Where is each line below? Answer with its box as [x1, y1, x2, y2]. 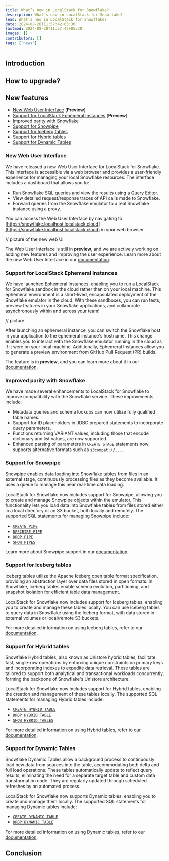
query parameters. [12, 425, 51, 431]
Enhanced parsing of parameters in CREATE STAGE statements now [12, 441, 149, 447]
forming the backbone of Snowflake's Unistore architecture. [5, 676, 130, 682]
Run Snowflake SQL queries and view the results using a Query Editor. [12, 190, 159, 196]
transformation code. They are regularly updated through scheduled [5, 778, 147, 784]
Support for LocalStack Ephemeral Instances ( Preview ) [12, 113, 128, 119]
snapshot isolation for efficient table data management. [5, 589, 120, 595]
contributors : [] [5, 36, 42, 41]
